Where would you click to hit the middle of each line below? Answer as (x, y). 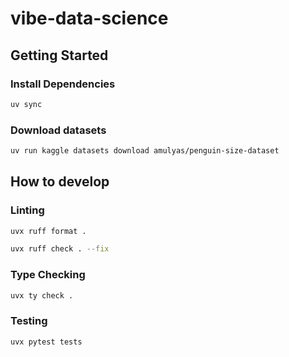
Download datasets (58, 130)
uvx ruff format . (48, 231)
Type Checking (48, 275)
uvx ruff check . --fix (60, 249)
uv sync (26, 104)
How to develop (60, 182)
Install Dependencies (63, 84)
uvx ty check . (42, 295)
